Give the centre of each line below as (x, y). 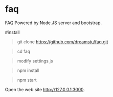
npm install (28, 70)
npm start (27, 80)
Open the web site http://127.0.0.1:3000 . (45, 89)
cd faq (23, 51)
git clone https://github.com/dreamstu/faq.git (63, 42)
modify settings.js (35, 61)
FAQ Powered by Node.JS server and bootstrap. (53, 23)
